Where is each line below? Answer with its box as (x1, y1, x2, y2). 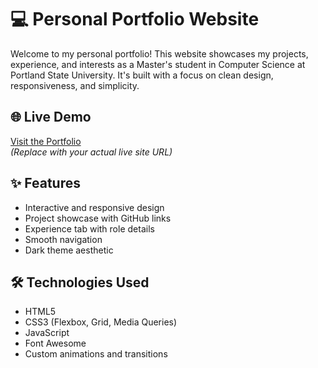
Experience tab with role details (24, 222, 155, 235)
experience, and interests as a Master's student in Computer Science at (10, 58, 306, 70)
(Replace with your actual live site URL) (10, 146, 173, 158)
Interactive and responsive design (24, 201, 165, 213)
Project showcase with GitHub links (24, 212, 172, 224)
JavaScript (24, 327, 70, 339)
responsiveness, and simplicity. (10, 79, 140, 91)
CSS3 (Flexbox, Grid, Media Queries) (24, 316, 178, 328)
